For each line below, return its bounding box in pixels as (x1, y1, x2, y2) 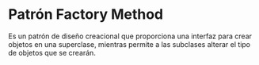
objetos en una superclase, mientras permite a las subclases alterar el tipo (8, 39, 251, 49)
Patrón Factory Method (8, 5, 164, 23)
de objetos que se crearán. (8, 48, 97, 57)
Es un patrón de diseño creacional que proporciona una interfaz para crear (8, 31, 252, 41)
